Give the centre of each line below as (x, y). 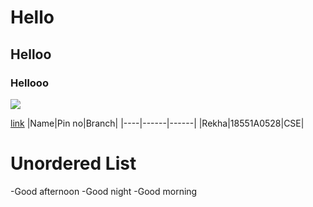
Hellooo (29, 83)
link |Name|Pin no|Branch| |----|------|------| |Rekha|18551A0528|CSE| (157, 123)
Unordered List (73, 163)
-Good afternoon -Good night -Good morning (104, 191)
